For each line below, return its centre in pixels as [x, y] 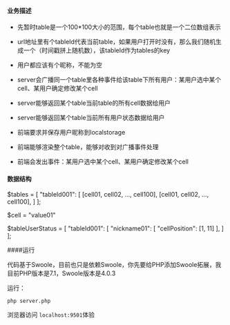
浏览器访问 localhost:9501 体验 [51, 315]
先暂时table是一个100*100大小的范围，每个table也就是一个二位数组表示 [119, 27]
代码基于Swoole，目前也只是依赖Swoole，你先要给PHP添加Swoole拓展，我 [114, 265]
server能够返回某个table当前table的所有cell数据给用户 [94, 103]
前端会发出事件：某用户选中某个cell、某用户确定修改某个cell [103, 161]
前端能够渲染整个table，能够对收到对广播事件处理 [88, 147]
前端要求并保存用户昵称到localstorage [71, 132]
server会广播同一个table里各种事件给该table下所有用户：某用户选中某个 [119, 80]
